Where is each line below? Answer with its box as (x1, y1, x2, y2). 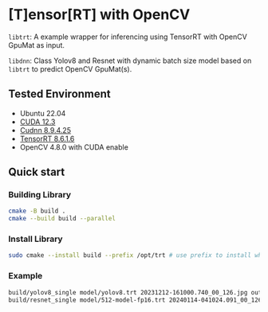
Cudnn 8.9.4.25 (19, 125, 72, 135)
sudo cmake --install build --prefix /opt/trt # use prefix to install (8, 252, 251, 259)
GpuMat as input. (8, 40, 65, 49)
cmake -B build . (8, 207, 66, 216)
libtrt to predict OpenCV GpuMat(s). (8, 64, 132, 73)
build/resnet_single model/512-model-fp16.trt (8, 296, 166, 304)
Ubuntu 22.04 (19, 108, 66, 118)
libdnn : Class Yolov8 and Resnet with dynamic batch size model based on (8, 56, 252, 65)
